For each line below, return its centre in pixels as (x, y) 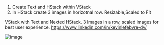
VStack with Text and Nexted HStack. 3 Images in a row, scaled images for (82, 22)
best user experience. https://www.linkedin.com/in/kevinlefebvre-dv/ (76, 27)
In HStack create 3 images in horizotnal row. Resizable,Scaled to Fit (82, 12)
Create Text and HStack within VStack (52, 7)
